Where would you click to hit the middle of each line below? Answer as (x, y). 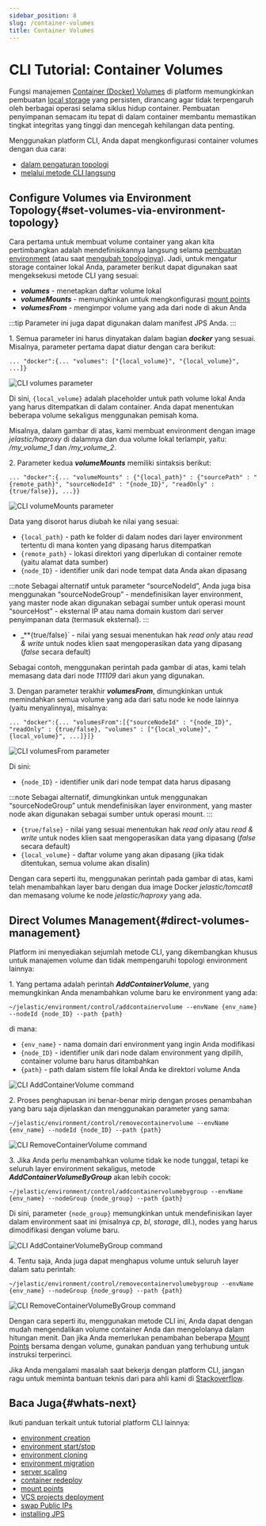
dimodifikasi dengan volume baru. (65, 1230)
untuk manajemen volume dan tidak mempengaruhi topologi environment (128, 960)
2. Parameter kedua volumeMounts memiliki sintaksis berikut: (110, 463)
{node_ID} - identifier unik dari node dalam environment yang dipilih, (132, 1052)
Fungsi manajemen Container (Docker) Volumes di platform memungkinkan (131, 91)
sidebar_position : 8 (43, 15)
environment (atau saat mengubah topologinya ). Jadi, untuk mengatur (123, 259)
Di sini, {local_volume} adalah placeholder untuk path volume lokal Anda (127, 398)
